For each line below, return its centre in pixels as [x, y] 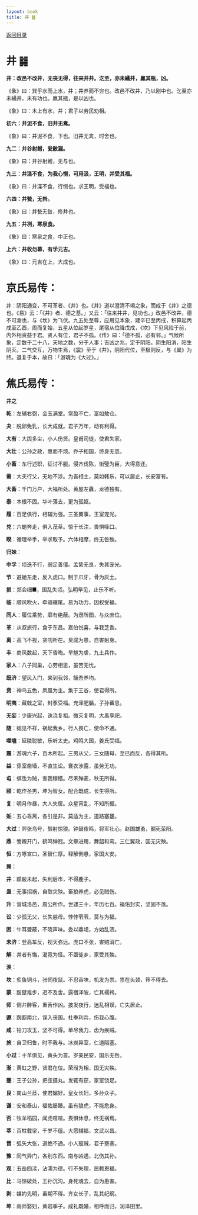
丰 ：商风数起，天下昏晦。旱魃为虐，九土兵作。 [63, 652]
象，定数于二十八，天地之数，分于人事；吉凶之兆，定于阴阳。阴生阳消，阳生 [99, 343]
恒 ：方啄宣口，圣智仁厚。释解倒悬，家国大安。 [63, 854]
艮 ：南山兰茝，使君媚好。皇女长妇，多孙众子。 [63, 1093]
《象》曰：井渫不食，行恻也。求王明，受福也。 [63, 187]
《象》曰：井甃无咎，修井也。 [42, 211]
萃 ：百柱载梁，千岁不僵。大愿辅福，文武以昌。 [63, 1131]
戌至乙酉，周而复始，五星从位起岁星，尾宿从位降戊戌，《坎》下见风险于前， [98, 328]
